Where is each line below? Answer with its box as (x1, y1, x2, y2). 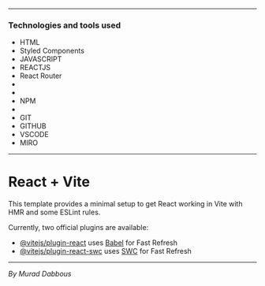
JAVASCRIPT (19, 54, 62, 64)
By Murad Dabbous (8, 269, 72, 278)
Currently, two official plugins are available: (8, 222, 149, 232)
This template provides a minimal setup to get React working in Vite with (8, 199, 243, 208)
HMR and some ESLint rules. (8, 207, 101, 217)
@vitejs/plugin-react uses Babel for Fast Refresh (19, 238, 178, 247)
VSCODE (19, 129, 49, 139)
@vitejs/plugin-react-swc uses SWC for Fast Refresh (19, 246, 192, 255)
